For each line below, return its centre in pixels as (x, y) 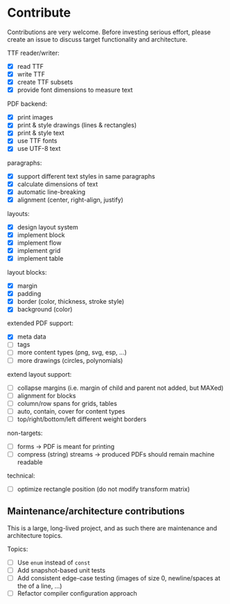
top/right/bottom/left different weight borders (82, 419)
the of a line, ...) (39, 586)
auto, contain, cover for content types (71, 411)
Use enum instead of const (54, 562)
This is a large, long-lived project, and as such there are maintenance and (112, 528)
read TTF (30, 66)
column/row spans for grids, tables (67, 403)
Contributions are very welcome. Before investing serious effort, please (109, 32)
